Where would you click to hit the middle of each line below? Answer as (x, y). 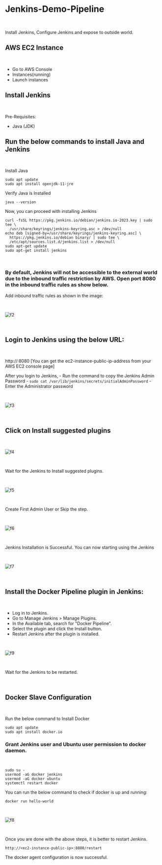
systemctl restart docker (31, 783)
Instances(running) (31, 74)
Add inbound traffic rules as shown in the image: (54, 295)
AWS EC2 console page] (30, 366)
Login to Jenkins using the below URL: (65, 340)
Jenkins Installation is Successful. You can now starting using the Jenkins (80, 548)
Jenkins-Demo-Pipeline (55, 9)
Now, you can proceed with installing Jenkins (51, 211)
